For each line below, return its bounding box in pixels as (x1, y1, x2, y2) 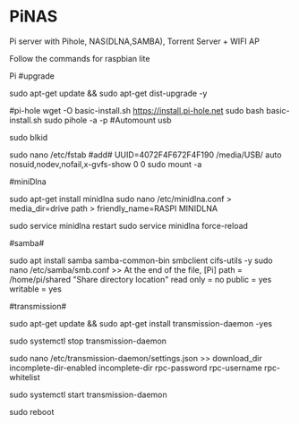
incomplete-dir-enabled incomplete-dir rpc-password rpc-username (9, 362, 262, 373)
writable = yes (9, 284, 63, 294)
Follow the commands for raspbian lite (9, 53, 150, 64)
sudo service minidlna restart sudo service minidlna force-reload (9, 220, 249, 231)
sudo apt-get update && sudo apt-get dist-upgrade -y (9, 88, 208, 98)
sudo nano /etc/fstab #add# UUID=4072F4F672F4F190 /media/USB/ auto (9, 149, 282, 160)
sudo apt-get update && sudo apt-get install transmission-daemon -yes (9, 318, 273, 328)
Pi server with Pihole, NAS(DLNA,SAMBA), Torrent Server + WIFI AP (9, 36, 260, 47)
